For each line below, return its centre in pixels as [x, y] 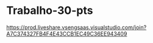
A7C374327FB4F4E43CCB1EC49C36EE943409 [67, 33]
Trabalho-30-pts [50, 11]
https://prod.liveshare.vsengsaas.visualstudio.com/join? [76, 27]
